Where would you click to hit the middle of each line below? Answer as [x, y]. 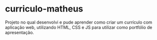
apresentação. [20, 32]
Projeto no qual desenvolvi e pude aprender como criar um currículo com [79, 22]
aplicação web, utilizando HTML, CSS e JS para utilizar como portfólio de [79, 27]
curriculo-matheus [44, 9]
